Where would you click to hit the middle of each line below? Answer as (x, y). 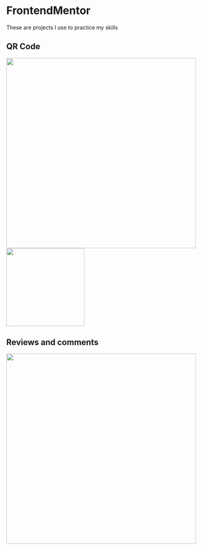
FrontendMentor (49, 11)
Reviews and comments (52, 342)
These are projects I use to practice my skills (62, 27)
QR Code (23, 47)
